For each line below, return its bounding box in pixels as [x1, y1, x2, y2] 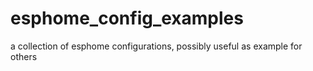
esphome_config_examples [10, 7, 244, 30]
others [10, 50, 38, 62]
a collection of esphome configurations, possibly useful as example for [10, 40, 303, 52]
